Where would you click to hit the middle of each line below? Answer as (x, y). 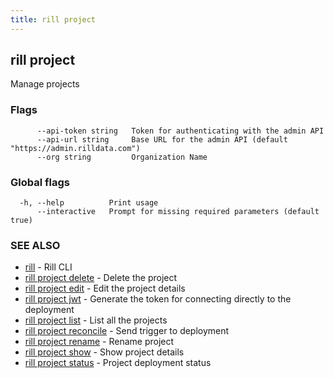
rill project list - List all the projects (96, 320)
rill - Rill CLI (48, 267)
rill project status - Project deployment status (118, 363)
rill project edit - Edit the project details (105, 288)
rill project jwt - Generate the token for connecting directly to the (158, 299)
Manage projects (45, 84)
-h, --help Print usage (89, 203)
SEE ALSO (35, 245)
